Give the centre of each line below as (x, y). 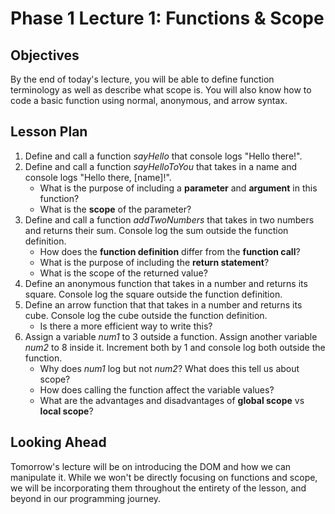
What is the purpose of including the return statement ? (154, 262)
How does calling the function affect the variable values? (157, 389)
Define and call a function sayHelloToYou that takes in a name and (161, 166)
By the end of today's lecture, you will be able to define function (142, 79)
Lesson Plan (49, 132)
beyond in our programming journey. (86, 498)
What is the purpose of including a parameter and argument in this (178, 188)
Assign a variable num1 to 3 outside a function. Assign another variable (171, 336)
